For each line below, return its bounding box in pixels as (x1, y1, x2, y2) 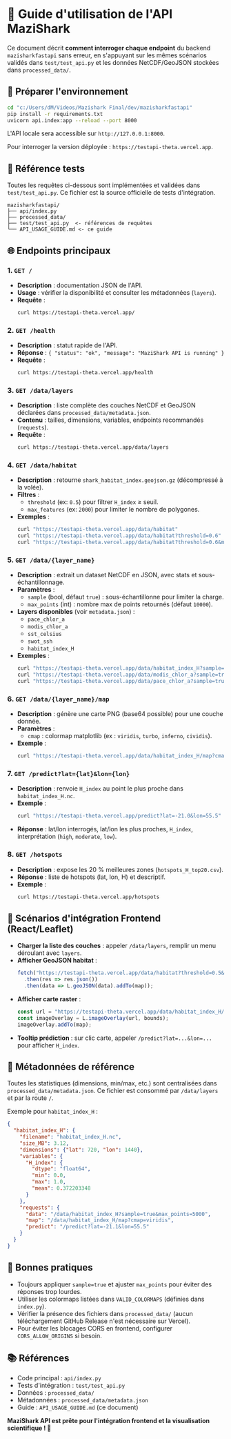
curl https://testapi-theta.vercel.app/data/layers (17, 444, 169, 451)
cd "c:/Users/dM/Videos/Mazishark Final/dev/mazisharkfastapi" (7, 104, 193, 111)
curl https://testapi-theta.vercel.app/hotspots (17, 894, 160, 900)
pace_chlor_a (27, 616, 66, 624)
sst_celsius (27, 631, 62, 638)
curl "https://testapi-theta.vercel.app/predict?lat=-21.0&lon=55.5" (17, 813, 222, 820)
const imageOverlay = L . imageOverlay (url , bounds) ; (17, 1014, 169, 1021)
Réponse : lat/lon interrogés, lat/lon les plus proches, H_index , (17, 825, 193, 833)
